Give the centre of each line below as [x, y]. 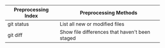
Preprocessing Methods [109, 13]
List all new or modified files [92, 24]
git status [18, 24]
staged [68, 38]
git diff [15, 35]
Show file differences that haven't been [105, 32]
